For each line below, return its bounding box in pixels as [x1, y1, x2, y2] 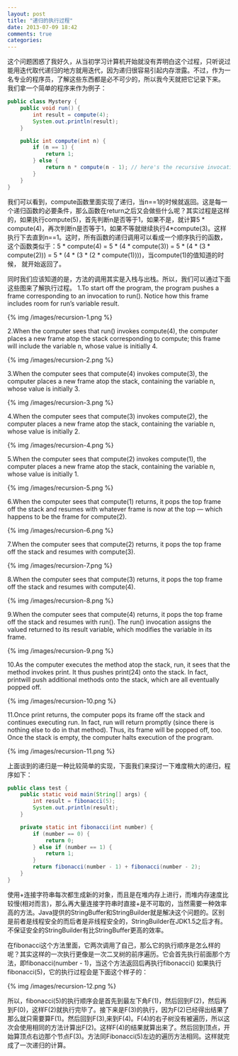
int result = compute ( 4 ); [33, 111, 110, 118]
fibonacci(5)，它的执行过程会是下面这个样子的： [7, 967, 149, 976]
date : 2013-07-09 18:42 [7, 23, 78, 31]
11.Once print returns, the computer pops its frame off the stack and [7, 710, 205, 718]
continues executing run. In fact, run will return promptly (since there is [7, 718, 215, 726]
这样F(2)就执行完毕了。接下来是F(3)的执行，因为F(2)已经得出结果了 [31, 1005, 229, 1013]
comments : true [7, 30, 52, 38]
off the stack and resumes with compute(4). [7, 582, 136, 591]
